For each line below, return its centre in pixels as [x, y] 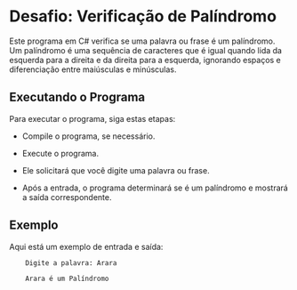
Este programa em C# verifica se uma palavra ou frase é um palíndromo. [142, 41]
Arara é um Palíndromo [67, 278]
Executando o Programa [77, 97]
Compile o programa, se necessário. [88, 136]
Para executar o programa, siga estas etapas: [92, 118]
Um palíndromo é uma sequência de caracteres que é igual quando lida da [146, 50]
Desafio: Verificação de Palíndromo [143, 16]
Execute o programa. [60, 153]
